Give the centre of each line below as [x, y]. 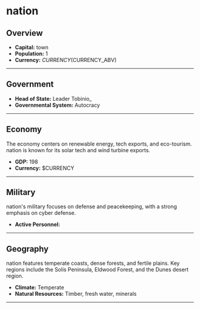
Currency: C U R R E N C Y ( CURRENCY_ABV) [65, 60]
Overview [25, 33]
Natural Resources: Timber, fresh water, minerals [76, 294]
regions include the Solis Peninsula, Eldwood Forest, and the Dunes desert [97, 270]
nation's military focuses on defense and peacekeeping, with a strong [92, 206]
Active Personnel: [37, 224]
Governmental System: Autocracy [57, 105]
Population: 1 [31, 54]
